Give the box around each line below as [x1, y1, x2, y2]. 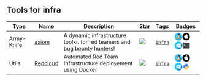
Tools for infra [6, 5, 61, 15]
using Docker [63, 66, 97, 73]
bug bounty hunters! [63, 44, 115, 52]
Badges [175, 23, 196, 30]
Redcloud [34, 59, 59, 66]
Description [83, 23, 115, 30]
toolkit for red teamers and [63, 38, 131, 45]
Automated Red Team [63, 53, 118, 60]
